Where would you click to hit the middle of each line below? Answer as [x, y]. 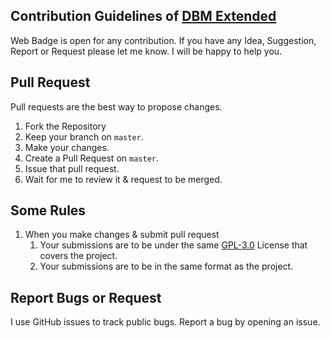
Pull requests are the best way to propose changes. [116, 106]
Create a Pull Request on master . [91, 158]
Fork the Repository [65, 126]
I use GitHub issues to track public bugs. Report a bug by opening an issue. [165, 322]
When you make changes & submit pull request [122, 235]
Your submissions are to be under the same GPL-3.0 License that [173, 245]
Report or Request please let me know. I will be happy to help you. [146, 51]
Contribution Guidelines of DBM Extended [143, 16]
